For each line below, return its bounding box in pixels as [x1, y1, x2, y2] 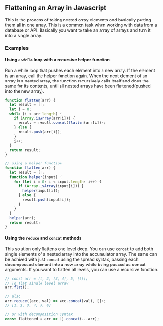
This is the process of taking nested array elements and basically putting [5, 17, 151, 22]
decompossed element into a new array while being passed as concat [5, 261, 146, 267]
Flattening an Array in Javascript [5, 4, 106, 12]
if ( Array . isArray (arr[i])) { [14, 116, 76, 121]
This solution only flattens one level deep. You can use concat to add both [5, 246, 154, 252]
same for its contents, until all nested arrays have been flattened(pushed [5, 83, 151, 89]
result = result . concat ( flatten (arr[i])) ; [18, 121, 106, 125]
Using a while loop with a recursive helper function [5, 57, 110, 62]
